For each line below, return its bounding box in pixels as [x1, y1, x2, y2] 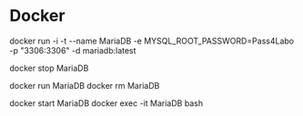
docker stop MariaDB [9, 63, 89, 73]
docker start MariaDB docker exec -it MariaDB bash [9, 97, 203, 109]
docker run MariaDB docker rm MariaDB [9, 80, 160, 91]
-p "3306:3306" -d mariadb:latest [9, 44, 136, 55]
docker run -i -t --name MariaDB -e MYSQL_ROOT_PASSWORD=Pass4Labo [9, 35, 294, 46]
